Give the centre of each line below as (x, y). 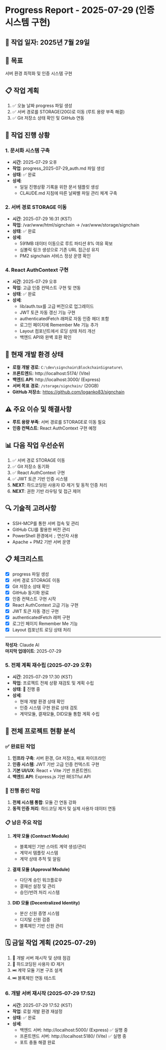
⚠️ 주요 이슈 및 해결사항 (39, 409)
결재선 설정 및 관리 (38, 886)
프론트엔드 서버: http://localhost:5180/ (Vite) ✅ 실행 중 (73, 1036)
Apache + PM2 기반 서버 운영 (41, 542)
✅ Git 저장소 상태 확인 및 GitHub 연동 (48, 118)
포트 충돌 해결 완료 (38, 1042)
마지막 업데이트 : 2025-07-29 (33, 651)
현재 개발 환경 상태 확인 (42, 702)
